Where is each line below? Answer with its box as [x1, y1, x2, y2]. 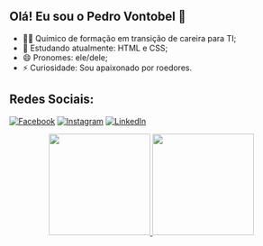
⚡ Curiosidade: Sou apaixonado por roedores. [22, 62, 192, 73]
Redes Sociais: [9, 92, 95, 107]
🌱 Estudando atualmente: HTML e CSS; [22, 42, 168, 53]
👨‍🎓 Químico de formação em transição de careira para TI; [22, 32, 237, 43]
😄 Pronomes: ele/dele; [22, 51, 108, 63]
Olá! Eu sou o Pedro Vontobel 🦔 [9, 9, 186, 24]
